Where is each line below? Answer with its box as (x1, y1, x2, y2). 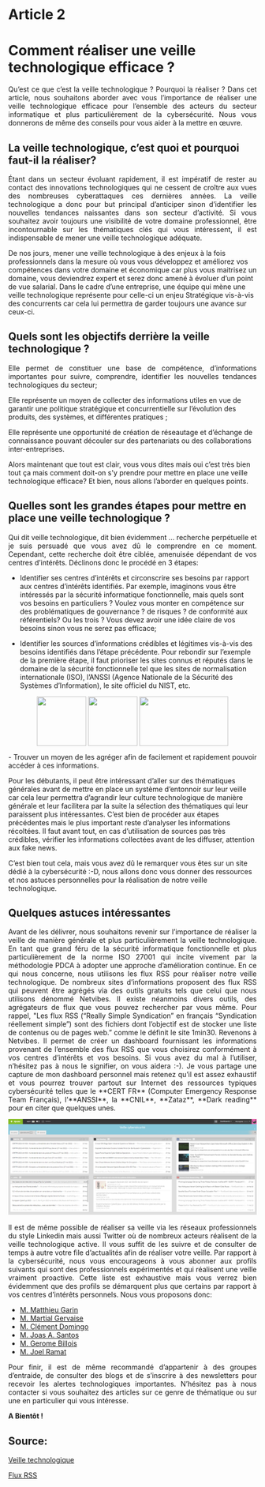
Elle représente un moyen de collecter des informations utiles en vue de (8, 395, 242, 404)
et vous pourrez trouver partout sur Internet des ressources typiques (8, 1078, 257, 1087)
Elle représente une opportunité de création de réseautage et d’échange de (8, 427, 253, 437)
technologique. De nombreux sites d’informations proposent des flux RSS (8, 978, 257, 987)
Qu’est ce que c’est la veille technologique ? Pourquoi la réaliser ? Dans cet (8, 84, 257, 94)
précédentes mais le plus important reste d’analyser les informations (8, 817, 231, 827)
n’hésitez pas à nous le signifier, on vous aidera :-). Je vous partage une (8, 1061, 257, 1071)
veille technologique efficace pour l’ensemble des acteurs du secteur (8, 101, 257, 111)
